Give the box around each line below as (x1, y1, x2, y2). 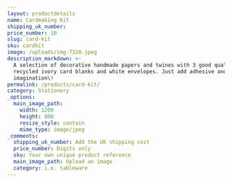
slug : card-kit (7, 36, 51, 43)
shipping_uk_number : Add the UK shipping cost (13, 139, 150, 146)
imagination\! (13, 74, 54, 82)
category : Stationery (7, 87, 70, 94)
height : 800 (19, 113, 54, 120)
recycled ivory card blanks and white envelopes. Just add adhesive (13, 68, 215, 75)
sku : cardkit (7, 42, 45, 49)
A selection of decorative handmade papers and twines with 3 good (13, 62, 212, 69)
